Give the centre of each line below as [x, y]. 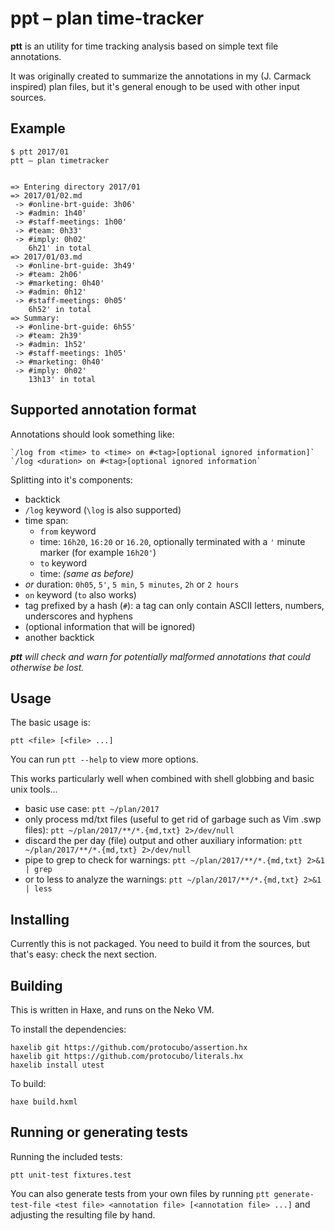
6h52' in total [60, 309]
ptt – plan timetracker [60, 160]
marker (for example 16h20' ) [98, 552]
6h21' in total [60, 248]
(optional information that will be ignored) [110, 626]
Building [36, 985]
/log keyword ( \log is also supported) [103, 509]
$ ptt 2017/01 [40, 152]
